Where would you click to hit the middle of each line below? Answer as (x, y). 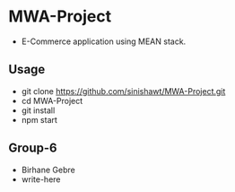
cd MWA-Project (52, 100)
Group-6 (33, 148)
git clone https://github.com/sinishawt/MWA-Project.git (123, 91)
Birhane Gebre (48, 170)
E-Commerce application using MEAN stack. (104, 41)
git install (38, 110)
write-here (41, 179)
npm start (39, 119)
